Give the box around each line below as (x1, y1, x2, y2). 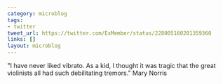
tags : (7, 17, 23, 24)
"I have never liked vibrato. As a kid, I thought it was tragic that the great (7, 62, 216, 69)
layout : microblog (7, 42, 61, 49)
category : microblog (7, 10, 68, 17)
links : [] (7, 36, 36, 43)
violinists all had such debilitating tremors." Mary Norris (7, 69, 167, 77)
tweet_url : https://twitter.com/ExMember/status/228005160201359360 (7, 29, 212, 37)
